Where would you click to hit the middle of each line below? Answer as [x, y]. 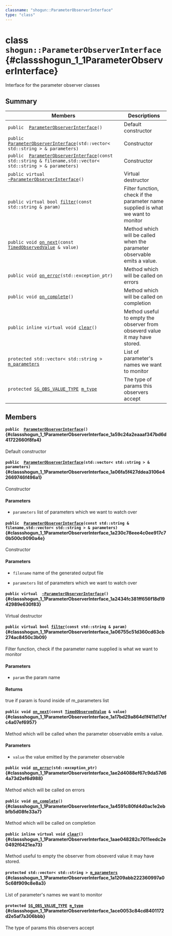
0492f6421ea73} [24, 845]
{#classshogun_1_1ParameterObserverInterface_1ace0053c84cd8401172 [85, 911]
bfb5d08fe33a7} [24, 811]
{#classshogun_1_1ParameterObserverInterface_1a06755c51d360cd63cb [85, 632]
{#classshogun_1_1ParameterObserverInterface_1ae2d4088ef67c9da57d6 [86, 773]
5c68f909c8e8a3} [26, 883]
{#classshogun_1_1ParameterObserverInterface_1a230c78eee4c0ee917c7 [86, 533]
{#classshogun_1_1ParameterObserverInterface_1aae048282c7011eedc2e [86, 839]
